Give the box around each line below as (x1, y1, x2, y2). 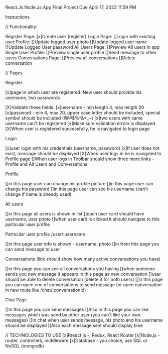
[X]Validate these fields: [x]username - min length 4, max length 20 (5, 104, 144, 110)
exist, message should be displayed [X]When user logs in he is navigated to (5, 151, 161, 156)
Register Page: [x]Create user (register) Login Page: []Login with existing (5, 34, 155, 39)
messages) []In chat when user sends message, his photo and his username (5, 317, 163, 323)
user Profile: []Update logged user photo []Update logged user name (5, 39, 147, 45)
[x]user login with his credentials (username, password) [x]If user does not (5, 145, 160, 151)
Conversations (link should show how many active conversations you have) (5, 256, 161, 262)
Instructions (5, 14, 30, 20)
